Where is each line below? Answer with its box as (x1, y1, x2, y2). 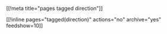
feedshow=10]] (6, 22, 43, 29)
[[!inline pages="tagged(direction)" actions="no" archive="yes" (6, 16, 162, 22)
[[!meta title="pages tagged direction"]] (6, 5, 103, 12)
